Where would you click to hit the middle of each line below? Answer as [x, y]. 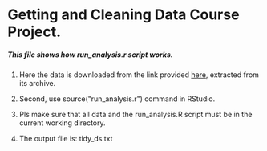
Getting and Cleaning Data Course [123, 15]
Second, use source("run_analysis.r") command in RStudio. [117, 99]
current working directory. [62, 123]
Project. [34, 32]
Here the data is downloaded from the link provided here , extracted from [139, 75]
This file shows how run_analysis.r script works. [90, 55]
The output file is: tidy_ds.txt [66, 139]
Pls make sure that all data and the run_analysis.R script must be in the [136, 115]
